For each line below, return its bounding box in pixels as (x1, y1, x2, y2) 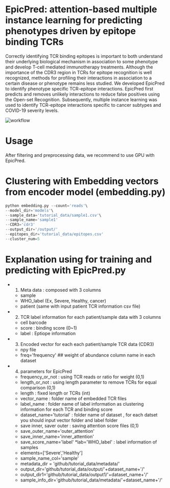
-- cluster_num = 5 (5, 236, 40, 241)
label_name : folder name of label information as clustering (20, 401, 144, 407)
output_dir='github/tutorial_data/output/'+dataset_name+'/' (20, 466, 145, 472)
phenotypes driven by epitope (5, 26, 136, 37)
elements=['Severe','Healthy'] (20, 450, 83, 456)
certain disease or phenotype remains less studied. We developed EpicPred (5, 80, 165, 86)
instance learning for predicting (5, 14, 143, 26)
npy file (20, 346, 37, 353)
